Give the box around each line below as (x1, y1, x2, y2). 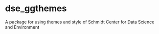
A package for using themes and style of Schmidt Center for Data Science (5, 19, 155, 25)
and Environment (5, 24, 40, 30)
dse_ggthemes (5, 3, 67, 14)
